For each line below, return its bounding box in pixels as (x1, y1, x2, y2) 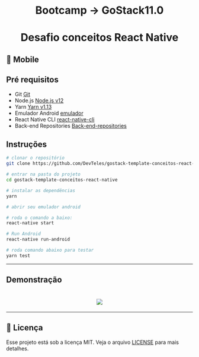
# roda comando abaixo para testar (6, 248, 94, 253)
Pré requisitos (6, 75, 59, 85)
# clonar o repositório (6, 155, 65, 161)
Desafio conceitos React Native (20, 31, 179, 45)
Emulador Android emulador (14, 109, 84, 117)
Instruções (6, 139, 47, 149)
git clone (6, 161, 31, 167)
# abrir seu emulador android (6, 203, 81, 210)
